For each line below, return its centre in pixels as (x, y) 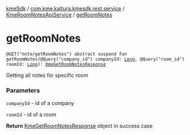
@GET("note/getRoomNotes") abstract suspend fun (67, 54)
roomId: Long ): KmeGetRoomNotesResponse (56, 64)
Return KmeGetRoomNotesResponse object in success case (79, 126)
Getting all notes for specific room (47, 75)
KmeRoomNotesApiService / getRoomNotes (59, 15)
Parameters (23, 90)
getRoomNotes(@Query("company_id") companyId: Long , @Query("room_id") (95, 59)
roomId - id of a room (31, 114)
